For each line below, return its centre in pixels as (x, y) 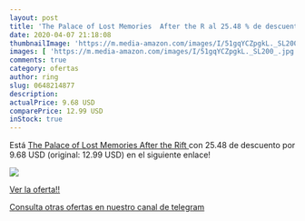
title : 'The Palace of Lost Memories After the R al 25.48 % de (135, 26)
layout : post (34, 18)
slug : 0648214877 (42, 85)
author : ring (34, 77)
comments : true (38, 60)
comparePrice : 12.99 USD (56, 111)
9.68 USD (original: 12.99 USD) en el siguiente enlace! (110, 155)
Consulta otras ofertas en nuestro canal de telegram (107, 207)
